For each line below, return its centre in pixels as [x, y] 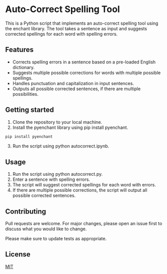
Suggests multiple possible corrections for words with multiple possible [87, 73]
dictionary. [24, 67]
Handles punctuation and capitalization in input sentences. [73, 83]
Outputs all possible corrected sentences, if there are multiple [76, 89]
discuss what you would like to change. [46, 229]
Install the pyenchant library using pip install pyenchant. [70, 127]
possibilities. [25, 94]
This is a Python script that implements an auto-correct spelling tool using [82, 23]
